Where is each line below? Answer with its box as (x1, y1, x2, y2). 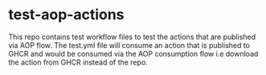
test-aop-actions (8, 6, 125, 24)
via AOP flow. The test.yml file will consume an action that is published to (8, 40, 251, 49)
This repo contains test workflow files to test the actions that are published (8, 32, 256, 41)
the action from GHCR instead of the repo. (8, 57, 149, 67)
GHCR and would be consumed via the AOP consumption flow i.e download (8, 49, 259, 58)
